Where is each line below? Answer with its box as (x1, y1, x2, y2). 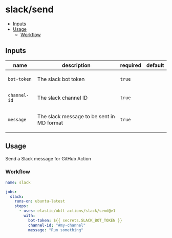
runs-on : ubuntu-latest (14, 199, 66, 204)
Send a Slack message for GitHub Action (5, 155, 91, 161)
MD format (37, 119, 63, 126)
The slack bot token (37, 76, 85, 83)
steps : (14, 204, 29, 209)
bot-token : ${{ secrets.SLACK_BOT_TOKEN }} (28, 217, 123, 223)
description (61, 62, 91, 69)
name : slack (5, 180, 31, 185)
